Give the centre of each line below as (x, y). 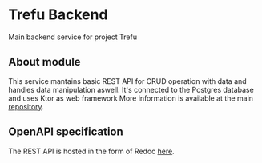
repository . (26, 106)
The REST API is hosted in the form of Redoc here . (91, 151)
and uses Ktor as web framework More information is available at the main (131, 98)
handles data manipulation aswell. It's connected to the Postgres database (131, 89)
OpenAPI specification (66, 132)
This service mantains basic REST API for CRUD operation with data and (127, 81)
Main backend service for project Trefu (73, 37)
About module (45, 62)
